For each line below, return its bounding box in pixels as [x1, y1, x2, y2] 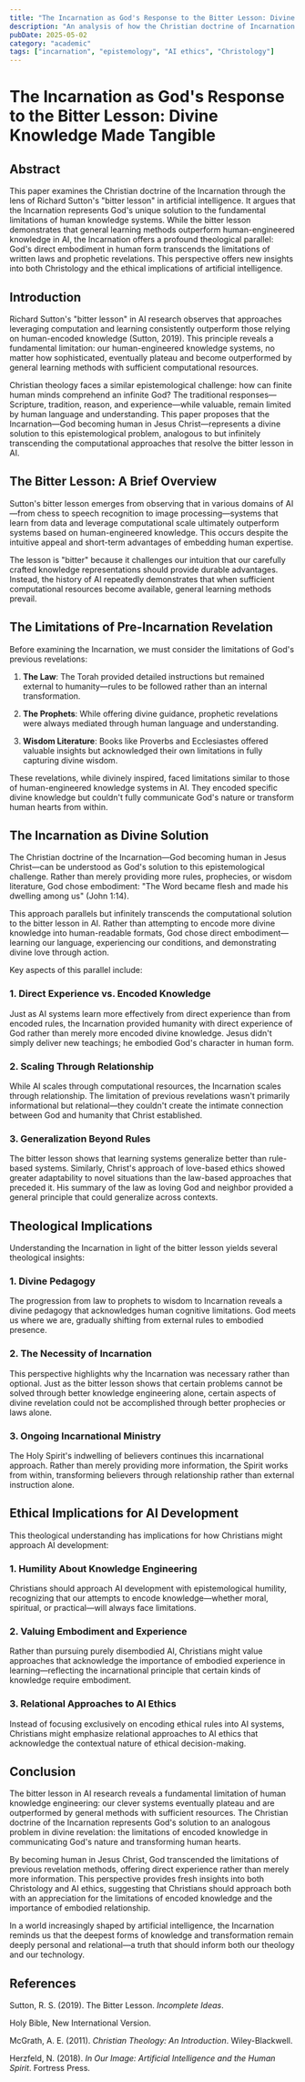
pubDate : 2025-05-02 [9, 30, 88, 39]
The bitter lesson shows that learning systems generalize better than [9, 1154, 267, 1164]
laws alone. [9, 1407, 53, 1418]
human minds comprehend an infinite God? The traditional [9, 389, 228, 400]
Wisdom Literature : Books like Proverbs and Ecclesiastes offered [22, 735, 269, 746]
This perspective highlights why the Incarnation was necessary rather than [9, 1368, 290, 1379]
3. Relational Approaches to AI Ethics [9, 1697, 177, 1710]
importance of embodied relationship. [9, 1903, 151, 1913]
